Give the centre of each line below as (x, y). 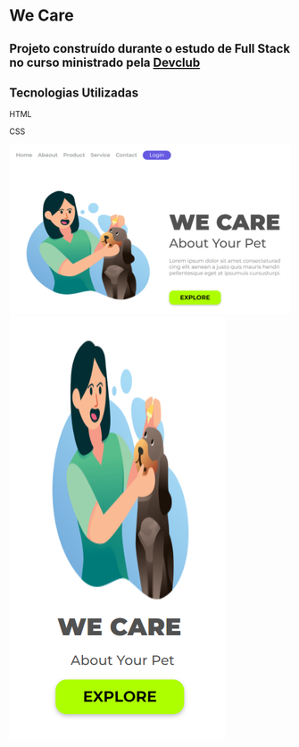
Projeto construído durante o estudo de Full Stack (150, 49)
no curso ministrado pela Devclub (105, 62)
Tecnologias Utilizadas (74, 92)
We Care (42, 16)
